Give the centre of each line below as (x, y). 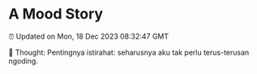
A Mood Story (56, 14)
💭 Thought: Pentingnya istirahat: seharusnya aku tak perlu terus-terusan (129, 52)
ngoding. (24, 60)
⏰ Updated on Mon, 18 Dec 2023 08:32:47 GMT (89, 36)
